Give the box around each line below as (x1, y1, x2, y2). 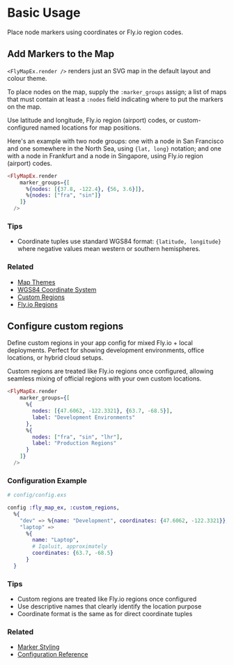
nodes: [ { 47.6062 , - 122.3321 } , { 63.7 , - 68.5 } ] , (32, 408, 173, 415)
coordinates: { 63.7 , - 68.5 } (32, 549, 114, 557)
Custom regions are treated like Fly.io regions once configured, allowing (7, 367, 214, 376)
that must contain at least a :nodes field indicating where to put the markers (7, 95, 224, 103)
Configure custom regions (7, 320, 124, 332)
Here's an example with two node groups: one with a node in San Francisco (7, 137, 224, 145)
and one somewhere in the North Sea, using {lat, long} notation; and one (7, 144, 221, 153)
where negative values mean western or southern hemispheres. (17, 245, 201, 253)
